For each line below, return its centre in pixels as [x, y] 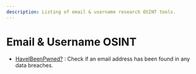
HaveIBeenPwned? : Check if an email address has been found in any [103, 59]
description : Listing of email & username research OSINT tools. [91, 12]
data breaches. [34, 65]
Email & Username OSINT [71, 42]
